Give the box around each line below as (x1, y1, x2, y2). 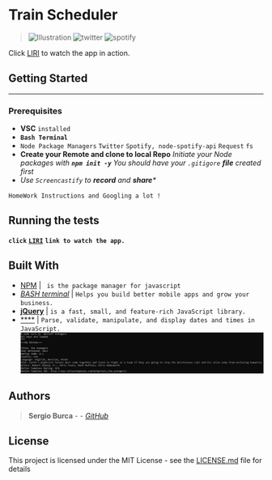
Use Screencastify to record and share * (19, 176, 156, 185)
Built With (8, 259, 59, 273)
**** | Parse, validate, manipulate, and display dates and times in (19, 314, 255, 325)
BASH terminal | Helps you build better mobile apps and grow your (19, 289, 250, 299)
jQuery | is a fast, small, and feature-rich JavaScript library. (19, 306, 246, 316)
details (8, 464, 31, 474)
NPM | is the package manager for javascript (19, 280, 181, 290)
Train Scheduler (8, 6, 118, 24)
